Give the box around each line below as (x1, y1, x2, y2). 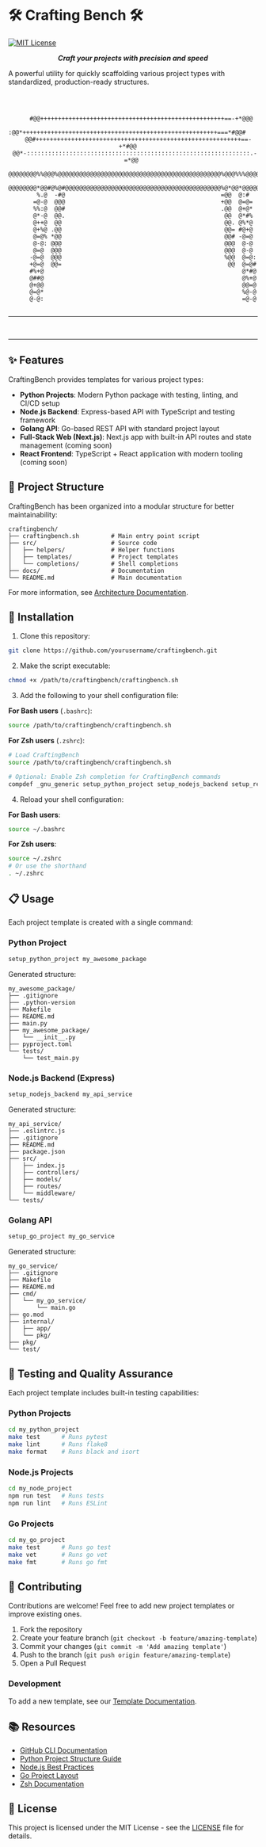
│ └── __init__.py (8, 1033, 77, 1041)
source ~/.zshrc (8, 855, 62, 863)
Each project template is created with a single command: (8, 917, 194, 927)
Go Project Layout (19, 1770, 79, 1780)
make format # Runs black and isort (8, 1448, 140, 1456)
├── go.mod (8, 1311, 44, 1319)
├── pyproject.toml (8, 1040, 73, 1048)
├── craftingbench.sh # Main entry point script (8, 532, 200, 540)
